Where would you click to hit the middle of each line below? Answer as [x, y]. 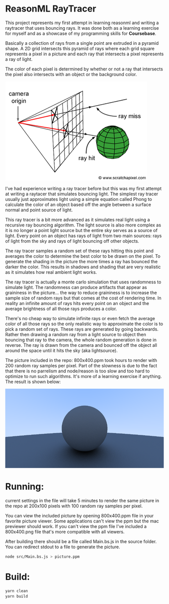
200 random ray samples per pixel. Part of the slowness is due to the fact [81, 365]
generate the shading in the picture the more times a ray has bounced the [81, 261]
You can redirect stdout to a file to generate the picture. [63, 547]
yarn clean [17, 591]
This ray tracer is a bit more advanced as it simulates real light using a [77, 219]
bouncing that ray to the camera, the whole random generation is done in [81, 340]
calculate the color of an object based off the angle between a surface [78, 204]
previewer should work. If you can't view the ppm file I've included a [76, 526]
